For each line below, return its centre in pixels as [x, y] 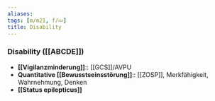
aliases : [20, 14]
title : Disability [34, 27]
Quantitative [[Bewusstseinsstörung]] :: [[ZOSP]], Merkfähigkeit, [113, 74]
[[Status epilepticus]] [50, 90]
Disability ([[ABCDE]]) [46, 52]
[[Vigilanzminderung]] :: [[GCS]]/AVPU [75, 67]
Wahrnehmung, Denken [52, 82]
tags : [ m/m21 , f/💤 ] [37, 20]
